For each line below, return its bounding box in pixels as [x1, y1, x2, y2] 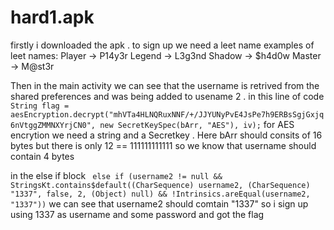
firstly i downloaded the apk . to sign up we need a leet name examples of [10, 39, 315, 51]
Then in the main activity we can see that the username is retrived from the [10, 79, 320, 91]
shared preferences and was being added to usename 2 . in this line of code [10, 90, 325, 102]
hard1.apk [10, 6, 95, 29]
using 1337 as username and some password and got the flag [10, 208, 265, 220]
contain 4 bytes [10, 150, 75, 162]
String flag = [10, 101, 70, 111]
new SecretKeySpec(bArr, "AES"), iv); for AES [99, 118, 295, 130]
